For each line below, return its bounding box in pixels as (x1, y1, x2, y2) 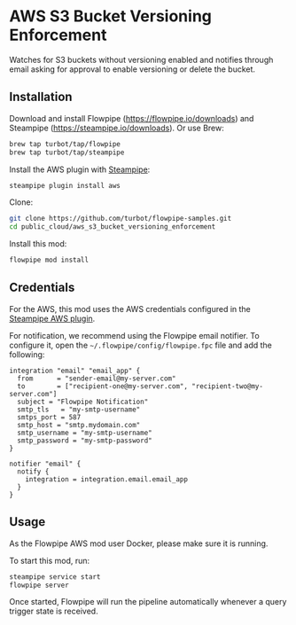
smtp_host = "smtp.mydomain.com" (17, 420, 141, 429)
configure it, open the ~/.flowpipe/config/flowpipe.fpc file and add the (9, 340, 273, 350)
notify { (17, 467, 50, 476)
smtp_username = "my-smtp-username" (17, 428, 152, 437)
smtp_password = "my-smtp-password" (17, 436, 152, 445)
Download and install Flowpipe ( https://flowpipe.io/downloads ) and (9, 113, 254, 123)
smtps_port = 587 (17, 412, 82, 422)
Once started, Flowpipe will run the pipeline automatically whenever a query (9, 597, 287, 607)
